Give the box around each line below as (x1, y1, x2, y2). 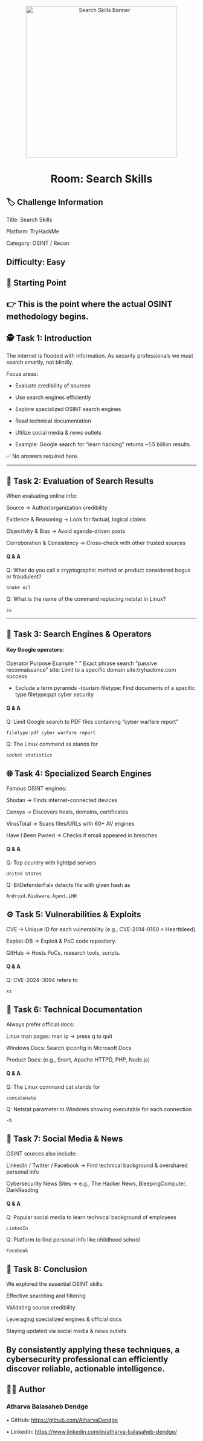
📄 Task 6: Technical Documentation (6, 1005, 143, 1015)
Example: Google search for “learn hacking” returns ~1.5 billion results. (14, 440, 192, 448)
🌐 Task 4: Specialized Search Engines (6, 769, 152, 779)
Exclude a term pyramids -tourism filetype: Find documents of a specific (14, 684, 195, 691)
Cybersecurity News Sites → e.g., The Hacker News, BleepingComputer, (6, 1180, 187, 1187)
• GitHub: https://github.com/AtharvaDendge (6, 1416, 118, 1423)
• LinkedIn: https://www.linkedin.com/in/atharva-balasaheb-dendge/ (6, 1428, 177, 1435)
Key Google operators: (6, 646, 65, 653)
